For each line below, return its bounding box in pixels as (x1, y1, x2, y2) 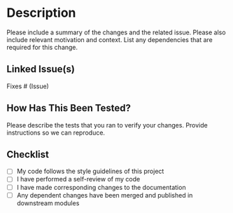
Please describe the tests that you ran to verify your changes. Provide (6, 121, 208, 129)
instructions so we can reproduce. (6, 128, 106, 137)
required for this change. (6, 43, 78, 51)
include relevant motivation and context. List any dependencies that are (6, 35, 213, 43)
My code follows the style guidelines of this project (16, 167, 164, 176)
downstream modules (16, 198, 80, 207)
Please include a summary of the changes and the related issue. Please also (6, 28, 226, 36)
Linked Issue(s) (6, 63, 75, 75)
